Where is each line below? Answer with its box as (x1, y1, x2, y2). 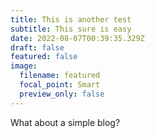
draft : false (10, 42, 65, 53)
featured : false (10, 52, 78, 62)
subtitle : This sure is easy (10, 24, 132, 34)
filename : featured (19, 71, 101, 81)
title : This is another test (10, 14, 132, 25)
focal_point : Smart (19, 80, 101, 90)
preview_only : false (19, 89, 105, 99)
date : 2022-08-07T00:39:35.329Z (10, 33, 145, 43)
